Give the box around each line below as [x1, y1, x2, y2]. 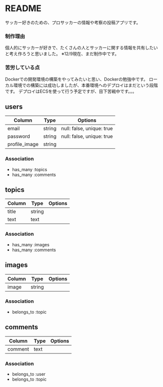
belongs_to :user [12, 371, 46, 377]
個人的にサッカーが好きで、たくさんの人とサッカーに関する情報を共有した [5, 45, 154, 51]
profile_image [7, 141, 39, 148]
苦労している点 [5, 64, 40, 71]
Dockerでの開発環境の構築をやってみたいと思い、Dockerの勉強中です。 [5, 76, 148, 82]
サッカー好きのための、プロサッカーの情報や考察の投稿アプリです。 [5, 19, 141, 25]
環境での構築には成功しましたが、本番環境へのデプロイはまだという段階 [13, 82, 158, 88]
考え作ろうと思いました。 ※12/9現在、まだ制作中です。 [9, 51, 119, 57]
